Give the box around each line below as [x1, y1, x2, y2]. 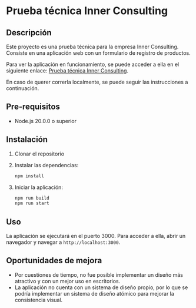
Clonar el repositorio [14, 150, 65, 157]
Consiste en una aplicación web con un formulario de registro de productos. [6, 49, 191, 57]
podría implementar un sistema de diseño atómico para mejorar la [14, 290, 175, 297]
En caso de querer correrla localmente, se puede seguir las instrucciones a [6, 78, 188, 85]
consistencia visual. [14, 296, 63, 303]
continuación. [6, 85, 39, 92]
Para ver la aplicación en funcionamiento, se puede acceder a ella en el [6, 61, 180, 68]
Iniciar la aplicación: [14, 184, 64, 191]
